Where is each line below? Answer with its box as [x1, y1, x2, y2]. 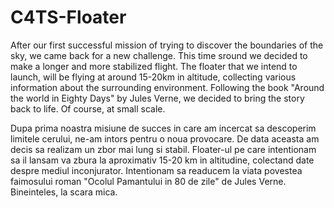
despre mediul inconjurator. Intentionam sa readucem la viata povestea [10, 164, 303, 176]
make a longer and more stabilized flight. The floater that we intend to [10, 60, 298, 72]
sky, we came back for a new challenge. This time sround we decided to [10, 49, 308, 61]
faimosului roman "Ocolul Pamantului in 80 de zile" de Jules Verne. [10, 175, 287, 187]
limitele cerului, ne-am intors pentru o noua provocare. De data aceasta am [10, 132, 320, 145]
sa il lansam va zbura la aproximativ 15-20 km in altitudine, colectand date [10, 154, 315, 166]
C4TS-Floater [10, 6, 127, 29]
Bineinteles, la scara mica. [10, 186, 118, 198]
